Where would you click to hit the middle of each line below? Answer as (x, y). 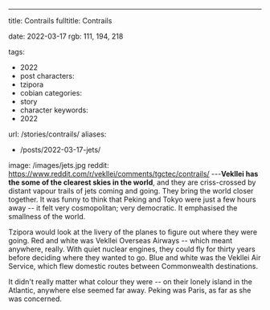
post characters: (47, 76)
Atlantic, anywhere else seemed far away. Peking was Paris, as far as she (130, 290)
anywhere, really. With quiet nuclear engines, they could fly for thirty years (132, 249)
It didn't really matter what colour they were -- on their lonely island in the (131, 281)
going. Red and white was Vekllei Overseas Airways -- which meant (121, 241)
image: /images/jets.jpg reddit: (59, 165)
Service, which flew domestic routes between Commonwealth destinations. (133, 266)
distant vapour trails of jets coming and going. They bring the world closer (131, 191)
